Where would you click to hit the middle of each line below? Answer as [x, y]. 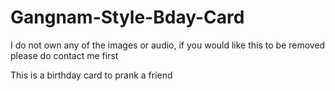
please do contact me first [64, 55]
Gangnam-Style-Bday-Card [127, 17]
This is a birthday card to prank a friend [91, 75]
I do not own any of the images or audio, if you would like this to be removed [168, 45]
